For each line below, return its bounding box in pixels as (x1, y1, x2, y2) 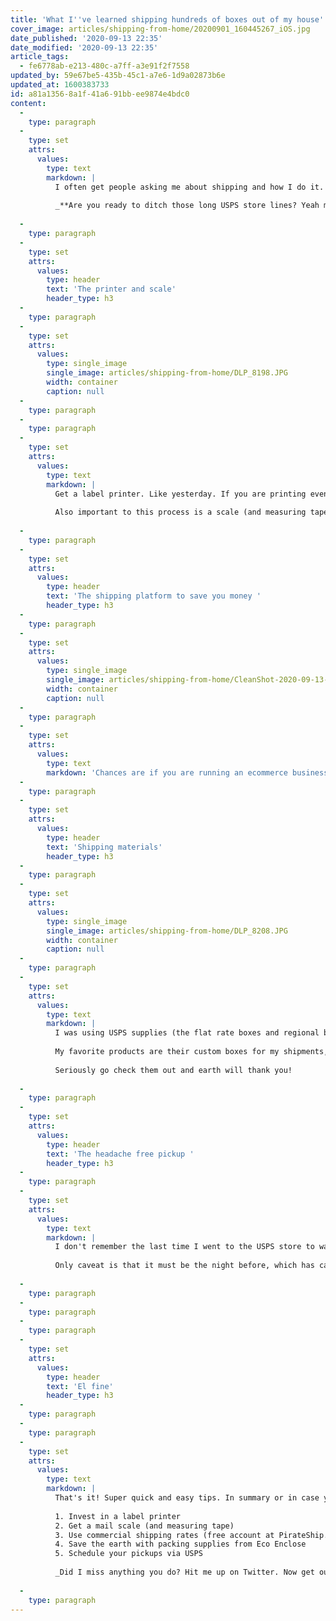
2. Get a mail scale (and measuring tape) (54, 1521, 235, 1531)
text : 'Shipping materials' (46, 842, 163, 852)
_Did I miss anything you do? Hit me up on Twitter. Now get (54, 1567, 315, 1577)
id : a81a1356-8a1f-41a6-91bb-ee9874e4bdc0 (10, 89, 190, 99)
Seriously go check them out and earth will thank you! (54, 1065, 293, 1075)
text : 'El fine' (46, 1381, 114, 1391)
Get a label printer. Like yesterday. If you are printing (54, 489, 307, 499)
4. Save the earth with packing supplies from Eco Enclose (54, 1539, 307, 1550)
